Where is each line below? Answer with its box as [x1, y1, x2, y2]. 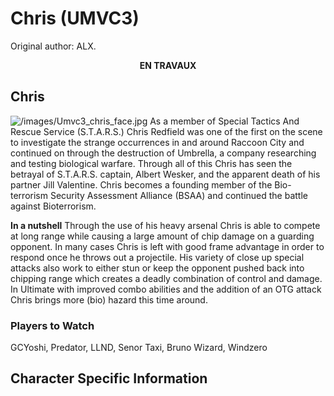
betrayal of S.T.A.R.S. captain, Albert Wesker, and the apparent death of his [10, 168, 321, 180]
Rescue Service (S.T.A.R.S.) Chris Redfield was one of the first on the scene [10, 125, 323, 137]
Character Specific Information [10, 370, 208, 387]
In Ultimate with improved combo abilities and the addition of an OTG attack [10, 283, 322, 295]
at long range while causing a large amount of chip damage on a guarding [10, 230, 315, 242]
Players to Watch [10, 318, 95, 332]
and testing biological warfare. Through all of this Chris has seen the [10, 157, 293, 169]
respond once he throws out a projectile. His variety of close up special [10, 251, 305, 263]
